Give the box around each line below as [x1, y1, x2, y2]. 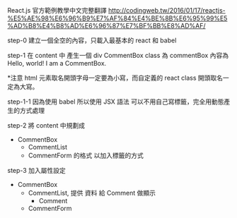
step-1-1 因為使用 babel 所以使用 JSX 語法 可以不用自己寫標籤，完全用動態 [7, 97, 224, 106]
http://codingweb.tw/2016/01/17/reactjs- [108, 6, 226, 14]
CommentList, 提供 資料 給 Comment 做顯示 [28, 189, 156, 197]
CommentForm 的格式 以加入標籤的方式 [28, 151, 144, 159]
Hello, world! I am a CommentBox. [7, 59, 107, 67]
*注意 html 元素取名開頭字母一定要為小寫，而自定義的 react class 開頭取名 [7, 73, 224, 82]
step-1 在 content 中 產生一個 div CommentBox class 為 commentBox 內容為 [7, 52, 229, 59]
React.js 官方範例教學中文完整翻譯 [7, 6, 108, 14]
